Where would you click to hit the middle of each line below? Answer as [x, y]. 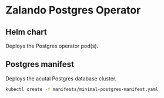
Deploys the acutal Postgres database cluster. [61, 78]
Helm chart [26, 32]
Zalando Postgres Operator [73, 10]
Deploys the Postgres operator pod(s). [52, 46]
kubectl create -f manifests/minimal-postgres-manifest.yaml [82, 89]
